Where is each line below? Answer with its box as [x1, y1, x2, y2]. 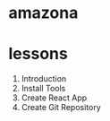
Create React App [21, 92, 88, 103]
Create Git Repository [21, 102, 102, 113]
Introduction [21, 73, 67, 84]
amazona [8, 3, 79, 23]
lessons [8, 44, 68, 65]
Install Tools [21, 83, 66, 94]
